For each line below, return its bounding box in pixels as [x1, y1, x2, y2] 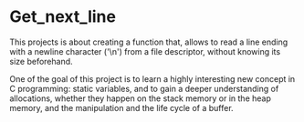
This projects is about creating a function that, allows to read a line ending [9, 36, 288, 47]
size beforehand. [9, 56, 73, 66]
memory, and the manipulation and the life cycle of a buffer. [9, 102, 235, 113]
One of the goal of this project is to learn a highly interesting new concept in [9, 73, 296, 84]
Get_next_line [9, 6, 117, 27]
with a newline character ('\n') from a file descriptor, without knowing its [9, 46, 281, 56]
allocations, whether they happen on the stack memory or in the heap [9, 93, 271, 104]
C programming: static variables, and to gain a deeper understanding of [9, 83, 279, 94]
